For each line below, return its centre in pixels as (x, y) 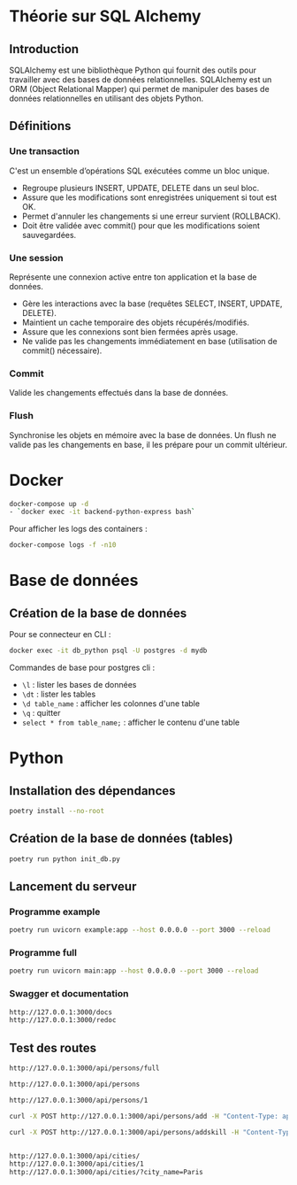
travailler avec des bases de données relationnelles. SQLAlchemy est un (141, 80)
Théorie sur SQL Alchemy (105, 16)
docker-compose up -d (49, 504)
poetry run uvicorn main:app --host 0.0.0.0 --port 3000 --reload (134, 971)
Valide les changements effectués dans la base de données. (119, 393)
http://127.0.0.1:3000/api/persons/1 (79, 1100)
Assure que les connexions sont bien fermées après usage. (130, 331)
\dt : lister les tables (59, 694)
